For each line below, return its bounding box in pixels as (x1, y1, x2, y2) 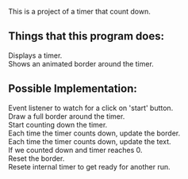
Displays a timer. (8, 51, 63, 60)
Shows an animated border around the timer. (8, 59, 155, 68)
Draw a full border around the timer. (8, 111, 125, 121)
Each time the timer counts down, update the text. (8, 136, 172, 146)
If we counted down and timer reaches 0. (8, 145, 143, 154)
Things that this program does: (8, 29, 165, 43)
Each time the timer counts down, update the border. (8, 128, 181, 138)
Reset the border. (8, 154, 65, 163)
